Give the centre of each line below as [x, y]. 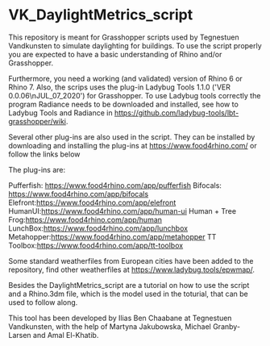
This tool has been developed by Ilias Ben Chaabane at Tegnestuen [120, 318]
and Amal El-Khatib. [66, 335]
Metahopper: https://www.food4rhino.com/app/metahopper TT [112, 236]
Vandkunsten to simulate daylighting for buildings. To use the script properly [135, 45]
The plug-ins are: [37, 169]
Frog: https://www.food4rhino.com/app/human [85, 219]
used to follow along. [43, 302]
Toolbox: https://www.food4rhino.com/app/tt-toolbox [96, 245]
